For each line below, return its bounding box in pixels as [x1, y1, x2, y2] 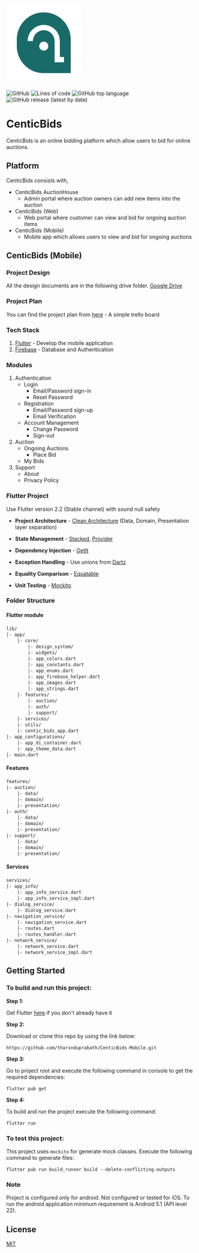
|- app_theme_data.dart [17, 746, 77, 752]
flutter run [6, 1120, 36, 1126]
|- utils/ [17, 722, 42, 728]
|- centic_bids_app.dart [17, 728, 79, 734]
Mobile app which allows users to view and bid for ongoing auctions [23, 233, 192, 240]
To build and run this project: [6, 984, 92, 992]
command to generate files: [6, 1154, 74, 1162]
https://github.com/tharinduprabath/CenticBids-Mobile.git [6, 1044, 157, 1050]
